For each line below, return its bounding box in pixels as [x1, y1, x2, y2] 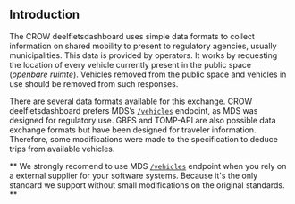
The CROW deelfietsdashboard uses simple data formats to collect [9, 30, 255, 41]
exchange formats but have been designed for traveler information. [9, 124, 257, 135]
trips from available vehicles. [9, 143, 115, 154]
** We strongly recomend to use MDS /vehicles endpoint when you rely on [9, 160, 287, 171]
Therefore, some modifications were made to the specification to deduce [9, 133, 279, 144]
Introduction [9, 7, 80, 22]
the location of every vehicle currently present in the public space [9, 59, 252, 70]
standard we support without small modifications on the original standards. [9, 179, 285, 191]
